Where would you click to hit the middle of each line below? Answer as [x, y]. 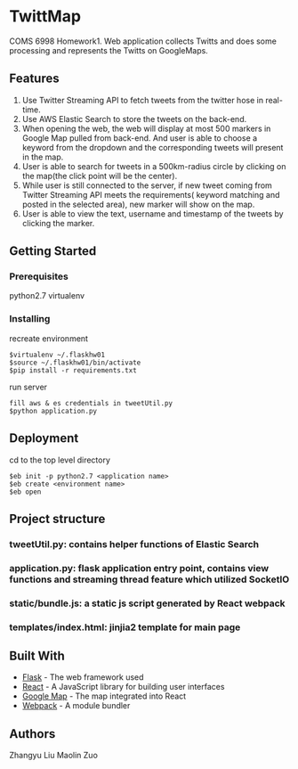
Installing [30, 319]
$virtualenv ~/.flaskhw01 [57, 355]
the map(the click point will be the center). [100, 176]
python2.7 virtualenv [47, 296]
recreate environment [49, 338]
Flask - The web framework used [83, 677]
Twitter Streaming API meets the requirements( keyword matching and [151, 194]
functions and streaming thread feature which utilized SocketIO [149, 579]
